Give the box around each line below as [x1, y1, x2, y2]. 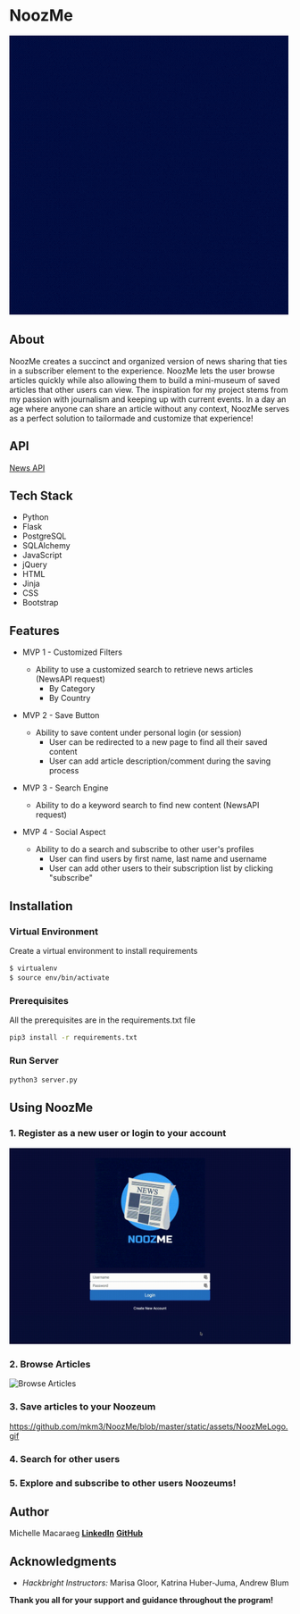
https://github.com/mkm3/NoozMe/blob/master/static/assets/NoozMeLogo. [9, 1421, 288, 1432]
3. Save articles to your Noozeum [9, 1401, 156, 1413]
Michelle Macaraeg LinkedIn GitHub [9, 1528, 144, 1539]
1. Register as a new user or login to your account [9, 1127, 227, 1140]
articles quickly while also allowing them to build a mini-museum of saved [9, 374, 280, 385]
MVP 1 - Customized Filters [21, 647, 123, 657]
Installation [9, 899, 73, 914]
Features [9, 623, 60, 639]
